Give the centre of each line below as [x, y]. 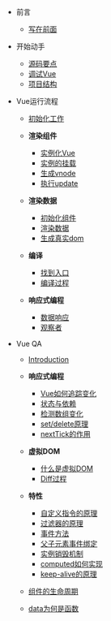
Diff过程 [53, 479]
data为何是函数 [53, 608]
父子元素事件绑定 [69, 543]
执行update [59, 183]
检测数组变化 [62, 414]
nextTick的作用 [65, 434]
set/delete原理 [64, 424]
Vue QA [29, 344]
